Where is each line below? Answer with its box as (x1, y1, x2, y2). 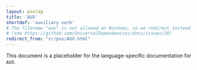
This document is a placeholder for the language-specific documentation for (6, 52, 192, 59)
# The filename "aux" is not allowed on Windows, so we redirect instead (6, 25, 191, 31)
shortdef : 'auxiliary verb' (6, 19, 75, 25)
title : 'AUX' (6, 14, 38, 20)
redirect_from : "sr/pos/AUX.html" (6, 36, 91, 42)
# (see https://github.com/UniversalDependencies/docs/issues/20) (6, 31, 172, 36)
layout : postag (6, 8, 44, 15)
